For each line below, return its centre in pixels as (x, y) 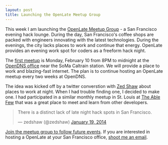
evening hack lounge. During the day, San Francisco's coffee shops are (80, 34)
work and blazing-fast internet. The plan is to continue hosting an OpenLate (84, 71)
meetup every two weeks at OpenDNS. (46, 76)
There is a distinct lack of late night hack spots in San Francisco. (85, 112)
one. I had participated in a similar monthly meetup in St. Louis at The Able (83, 97)
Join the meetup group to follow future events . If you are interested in (78, 131)
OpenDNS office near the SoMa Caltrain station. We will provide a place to (82, 66)
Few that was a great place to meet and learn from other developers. (77, 102)
